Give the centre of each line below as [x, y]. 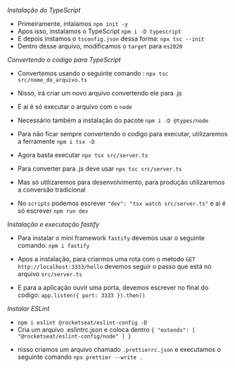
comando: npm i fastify [53, 245]
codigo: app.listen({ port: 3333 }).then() [81, 295]
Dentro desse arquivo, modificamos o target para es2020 [100, 46]
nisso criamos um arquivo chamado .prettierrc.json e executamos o [119, 349]
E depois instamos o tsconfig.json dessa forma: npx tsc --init [111, 39]
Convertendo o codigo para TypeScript [64, 60]
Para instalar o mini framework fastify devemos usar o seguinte [111, 238]
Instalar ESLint [28, 309]
